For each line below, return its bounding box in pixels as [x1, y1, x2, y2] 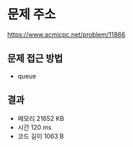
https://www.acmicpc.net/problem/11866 [7, 30, 125, 39]
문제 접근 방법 [7, 52, 63, 64]
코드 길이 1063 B [17, 131, 65, 140]
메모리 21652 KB [17, 114, 65, 122]
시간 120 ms [17, 123, 52, 131]
